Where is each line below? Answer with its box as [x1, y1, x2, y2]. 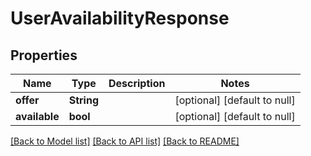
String [68, 93, 99, 107]
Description [108, 77, 166, 90]
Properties [10, 47, 78, 64]
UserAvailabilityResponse [10, 7, 230, 30]
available [15, 110, 60, 123]
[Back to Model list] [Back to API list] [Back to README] [10, 135, 240, 147]
